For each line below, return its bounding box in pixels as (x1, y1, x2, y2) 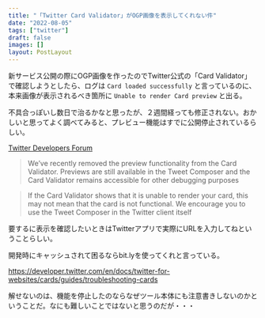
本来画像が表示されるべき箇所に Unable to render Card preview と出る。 (8, 91, 247, 100)
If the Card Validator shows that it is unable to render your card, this (27, 191, 249, 200)
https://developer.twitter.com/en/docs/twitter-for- (8, 267, 170, 275)
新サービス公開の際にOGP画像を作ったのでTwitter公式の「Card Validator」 (8, 71, 252, 80)
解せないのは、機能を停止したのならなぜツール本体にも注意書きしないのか (8, 291, 251, 301)
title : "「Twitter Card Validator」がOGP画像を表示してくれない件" (8, 11, 218, 20)
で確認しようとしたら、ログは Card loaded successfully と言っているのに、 (8, 81, 256, 90)
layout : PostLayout (8, 48, 73, 56)
